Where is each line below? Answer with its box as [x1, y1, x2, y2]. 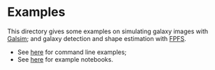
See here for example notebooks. [17, 55, 114, 63]
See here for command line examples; [17, 48, 127, 56]
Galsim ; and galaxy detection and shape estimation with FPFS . [7, 34, 186, 42]
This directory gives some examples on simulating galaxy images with [7, 27, 208, 35]
